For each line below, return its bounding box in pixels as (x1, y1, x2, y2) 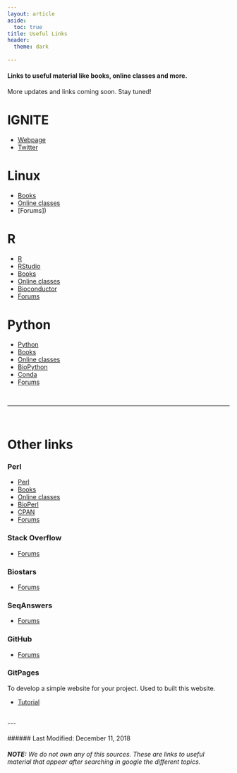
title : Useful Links (7, 30, 68, 37)
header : (7, 37, 30, 44)
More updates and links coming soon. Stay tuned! (7, 88, 152, 96)
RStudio (17, 262, 41, 270)
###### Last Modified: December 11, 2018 (7, 733, 130, 743)
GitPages (7, 668, 39, 678)
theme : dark (13, 43, 49, 50)
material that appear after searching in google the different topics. (7, 757, 201, 766)
